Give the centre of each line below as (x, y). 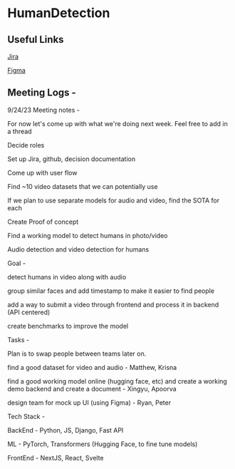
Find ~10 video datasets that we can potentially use (83, 186)
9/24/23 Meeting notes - (44, 110)
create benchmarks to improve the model (68, 326)
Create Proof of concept (43, 222)
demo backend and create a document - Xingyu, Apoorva (92, 388)
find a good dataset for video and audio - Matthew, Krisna (92, 367)
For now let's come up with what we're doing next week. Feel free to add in (117, 123)
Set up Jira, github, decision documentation (72, 159)
